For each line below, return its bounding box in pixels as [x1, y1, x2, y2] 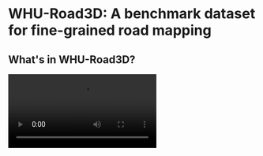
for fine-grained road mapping [8, 21, 212, 39]
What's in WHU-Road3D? [8, 53, 136, 66]
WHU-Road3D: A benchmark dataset [8, 5, 256, 23]
